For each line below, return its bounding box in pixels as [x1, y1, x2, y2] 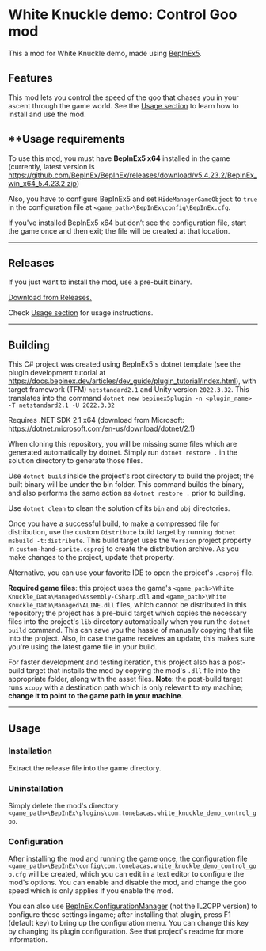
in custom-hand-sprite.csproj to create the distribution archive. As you [8, 544, 239, 553]
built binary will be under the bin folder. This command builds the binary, [8, 480, 245, 489]
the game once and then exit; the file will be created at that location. [8, 226, 230, 235]
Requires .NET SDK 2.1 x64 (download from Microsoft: [8, 416, 184, 425]
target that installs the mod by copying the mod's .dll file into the [26, 666, 241, 675]
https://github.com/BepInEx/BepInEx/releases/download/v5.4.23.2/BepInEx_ [8, 170, 257, 180]
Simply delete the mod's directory [8, 801, 119, 811]
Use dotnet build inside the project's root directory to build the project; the [8, 471, 255, 481]
